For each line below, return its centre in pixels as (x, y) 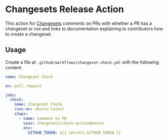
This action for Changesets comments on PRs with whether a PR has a (79, 23)
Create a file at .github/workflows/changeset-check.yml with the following (82, 62)
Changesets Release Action (65, 9)
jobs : (11, 95)
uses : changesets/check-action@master (64, 123)
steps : (21, 114)
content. (14, 67)
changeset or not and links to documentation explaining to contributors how (84, 28)
